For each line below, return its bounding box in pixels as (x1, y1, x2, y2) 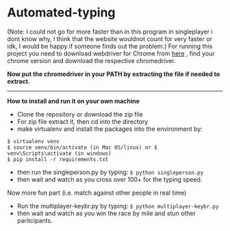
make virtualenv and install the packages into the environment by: (16, 125, 203, 133)
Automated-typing (7, 5, 116, 21)
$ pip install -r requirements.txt (7, 156, 109, 162)
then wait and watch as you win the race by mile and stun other (16, 209, 196, 217)
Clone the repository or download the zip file (16, 110, 144, 118)
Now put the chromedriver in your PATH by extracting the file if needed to (7, 70, 220, 78)
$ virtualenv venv (7, 138, 60, 145)
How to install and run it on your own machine (7, 97, 140, 105)
